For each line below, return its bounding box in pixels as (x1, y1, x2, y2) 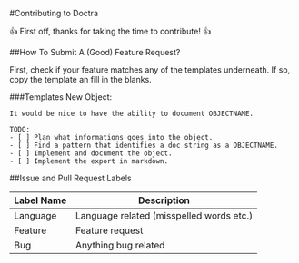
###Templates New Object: (9, 92, 113, 102)
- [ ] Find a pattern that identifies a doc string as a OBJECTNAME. (9, 141, 279, 150)
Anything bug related (75, 239, 165, 251)
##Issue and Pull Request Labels (9, 172, 132, 183)
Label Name (14, 194, 67, 207)
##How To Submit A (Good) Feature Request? (9, 47, 181, 57)
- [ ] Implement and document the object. (9, 149, 173, 158)
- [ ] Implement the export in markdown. (9, 157, 169, 166)
